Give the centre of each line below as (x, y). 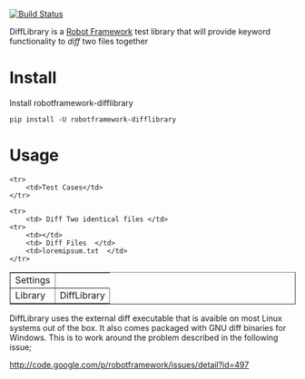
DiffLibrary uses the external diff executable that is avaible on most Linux (146, 318)
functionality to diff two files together (79, 41)
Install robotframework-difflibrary (71, 102)
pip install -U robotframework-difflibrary (93, 119)
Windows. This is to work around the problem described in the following (144, 337)
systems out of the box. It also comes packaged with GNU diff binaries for (148, 327)
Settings (33, 279)
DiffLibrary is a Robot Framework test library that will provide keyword (140, 31)
